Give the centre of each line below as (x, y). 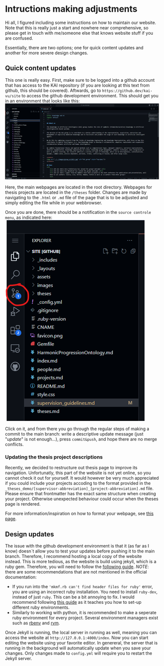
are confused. (19, 38)
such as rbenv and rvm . (36, 623)
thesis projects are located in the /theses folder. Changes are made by (76, 192)
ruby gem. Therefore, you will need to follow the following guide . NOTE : (77, 567)
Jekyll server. (19, 658)
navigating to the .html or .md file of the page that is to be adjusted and (76, 197)
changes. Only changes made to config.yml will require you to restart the (79, 653)
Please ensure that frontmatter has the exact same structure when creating (81, 494)
